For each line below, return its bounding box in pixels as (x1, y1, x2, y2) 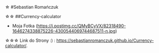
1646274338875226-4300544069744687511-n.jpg (12, 28, 116, 34)
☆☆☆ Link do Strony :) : (5, 37, 55, 43)
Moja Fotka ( (12, 23, 38, 29)
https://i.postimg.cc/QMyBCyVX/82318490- (37, 23, 126, 29)
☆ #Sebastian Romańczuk (5, 4, 59, 10)
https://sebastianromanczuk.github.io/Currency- (56, 37, 154, 43)
